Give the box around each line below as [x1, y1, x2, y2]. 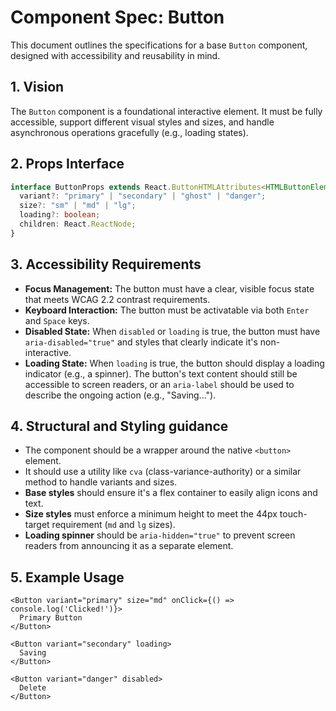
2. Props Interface [10, 156, 125, 173]
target [24, 519, 50, 531]
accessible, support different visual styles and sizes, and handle [10, 116, 275, 128]
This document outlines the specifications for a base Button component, [10, 39, 308, 51]
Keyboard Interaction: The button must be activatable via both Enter [24, 304, 310, 316]
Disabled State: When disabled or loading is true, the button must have [24, 325, 321, 337]
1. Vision [10, 79, 65, 96]
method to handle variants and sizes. [24, 476, 178, 488]
